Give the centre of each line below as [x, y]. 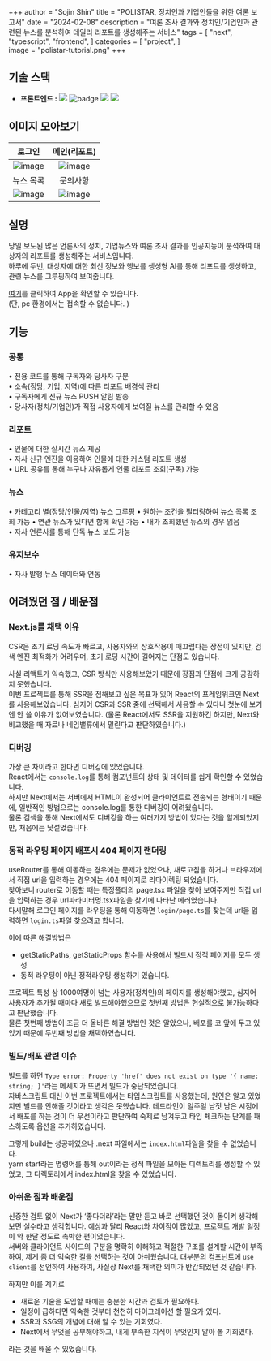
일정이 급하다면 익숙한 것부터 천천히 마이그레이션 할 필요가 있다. [120, 1311]
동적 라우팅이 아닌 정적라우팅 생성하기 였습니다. [95, 976]
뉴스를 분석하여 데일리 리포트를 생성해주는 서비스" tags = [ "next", [128, 32]
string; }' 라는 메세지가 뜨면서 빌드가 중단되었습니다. [94, 1085]
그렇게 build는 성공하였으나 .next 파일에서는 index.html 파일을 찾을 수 [119, 1143]
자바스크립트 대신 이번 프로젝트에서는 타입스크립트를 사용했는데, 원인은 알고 [127, 1096]
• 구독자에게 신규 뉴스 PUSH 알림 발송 [69, 397]
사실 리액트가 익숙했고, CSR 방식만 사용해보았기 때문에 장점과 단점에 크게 [123, 674]
